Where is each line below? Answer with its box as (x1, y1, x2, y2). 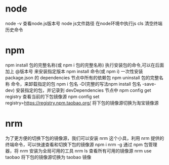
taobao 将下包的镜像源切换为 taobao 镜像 (5, 154, 92, 160)
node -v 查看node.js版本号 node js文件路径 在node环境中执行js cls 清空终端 (5, 20, 163, 26)
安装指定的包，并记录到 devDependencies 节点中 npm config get (16, 87, 151, 93)
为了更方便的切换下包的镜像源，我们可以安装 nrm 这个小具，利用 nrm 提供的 (5, 135, 164, 141)
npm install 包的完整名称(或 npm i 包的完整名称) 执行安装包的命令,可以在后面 (5, 62, 164, 68)
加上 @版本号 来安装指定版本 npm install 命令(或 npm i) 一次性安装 (5, 68, 143, 74)
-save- (142, 81, 156, 87)
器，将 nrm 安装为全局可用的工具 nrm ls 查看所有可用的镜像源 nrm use (5, 147, 152, 154)
